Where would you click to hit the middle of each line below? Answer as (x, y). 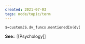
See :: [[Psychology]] (26, 36)
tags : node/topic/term (28, 14)
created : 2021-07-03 (26, 9)
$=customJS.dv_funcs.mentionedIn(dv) (43, 27)
